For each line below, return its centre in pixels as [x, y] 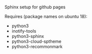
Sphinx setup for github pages [35, 7]
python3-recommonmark [37, 46]
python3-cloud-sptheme [36, 41]
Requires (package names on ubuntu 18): [46, 16]
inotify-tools [24, 31]
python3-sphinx [28, 36]
